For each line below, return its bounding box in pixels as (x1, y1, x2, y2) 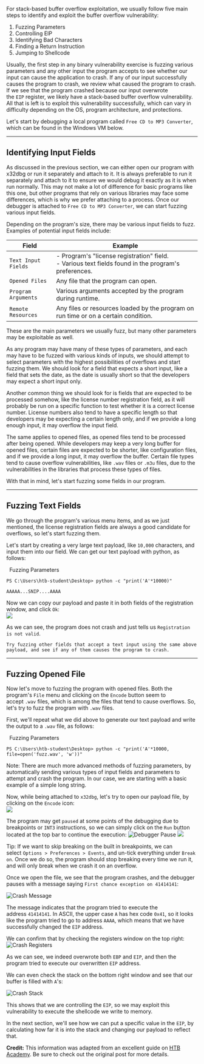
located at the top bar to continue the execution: (6, 831, 127, 838)
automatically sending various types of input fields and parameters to (6, 768, 180, 776)
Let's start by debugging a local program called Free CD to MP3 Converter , (6, 118, 193, 125)
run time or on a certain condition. (56, 311, 153, 320)
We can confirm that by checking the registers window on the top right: (6, 935, 185, 943)
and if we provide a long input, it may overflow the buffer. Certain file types (6, 452, 194, 460)
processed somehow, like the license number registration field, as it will (6, 396, 185, 403)
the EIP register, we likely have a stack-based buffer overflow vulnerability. (6, 93, 193, 100)
